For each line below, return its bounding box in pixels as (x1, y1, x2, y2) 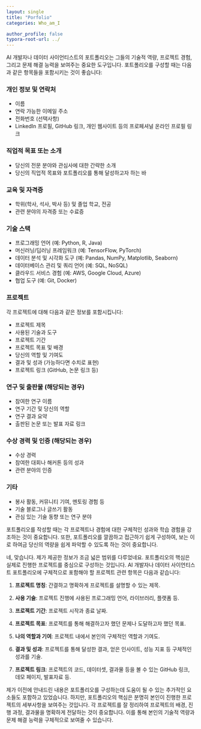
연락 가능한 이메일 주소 (14, 108, 68, 115)
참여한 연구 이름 (14, 397, 52, 405)
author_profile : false (6, 31, 63, 37)
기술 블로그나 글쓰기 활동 (14, 505, 73, 512)
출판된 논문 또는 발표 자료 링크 (14, 420, 86, 427)
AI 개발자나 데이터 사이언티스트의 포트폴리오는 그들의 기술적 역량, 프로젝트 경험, (6, 54, 192, 61)
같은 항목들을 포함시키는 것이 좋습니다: (12, 69, 103, 76)
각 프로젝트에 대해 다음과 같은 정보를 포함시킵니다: (6, 308, 124, 315)
